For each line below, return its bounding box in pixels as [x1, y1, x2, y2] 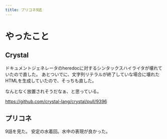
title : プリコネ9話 [5, 7, 42, 13]
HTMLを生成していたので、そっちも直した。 [5, 78, 97, 84]
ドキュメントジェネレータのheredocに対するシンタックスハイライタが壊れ [5, 65, 158, 71]
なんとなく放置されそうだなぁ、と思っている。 [5, 88, 102, 94]
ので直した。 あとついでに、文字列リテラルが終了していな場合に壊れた [14, 71, 160, 77]
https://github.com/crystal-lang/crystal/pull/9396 [5, 98, 107, 104]
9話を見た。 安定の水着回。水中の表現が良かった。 [5, 128, 110, 134]
